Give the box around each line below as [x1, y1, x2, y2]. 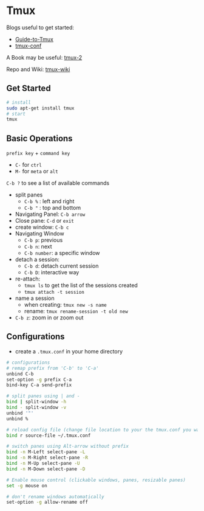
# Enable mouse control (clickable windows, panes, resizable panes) [6, 477, 186, 483]
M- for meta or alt [15, 168, 59, 175]
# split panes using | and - [6, 393, 80, 399]
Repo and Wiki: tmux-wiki [6, 65, 70, 73]
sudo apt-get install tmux [6, 105, 75, 111]
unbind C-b [6, 370, 34, 377]
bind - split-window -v [6, 405, 67, 411]
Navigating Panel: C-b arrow [15, 210, 86, 218]
